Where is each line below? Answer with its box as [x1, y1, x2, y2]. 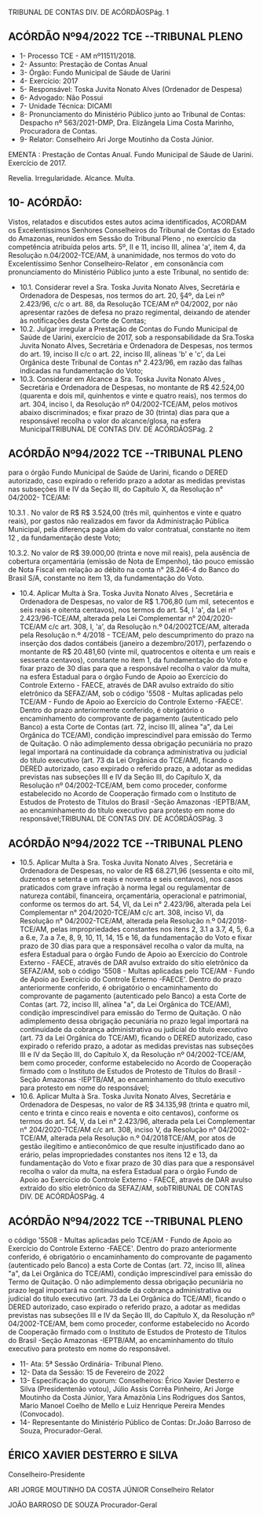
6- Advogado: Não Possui [19, 93, 104, 102]
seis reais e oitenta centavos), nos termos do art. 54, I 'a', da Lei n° [19, 605, 236, 615]
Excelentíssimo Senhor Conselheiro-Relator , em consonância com [8, 259, 224, 268]
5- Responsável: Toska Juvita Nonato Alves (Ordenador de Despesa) [19, 84, 243, 94]
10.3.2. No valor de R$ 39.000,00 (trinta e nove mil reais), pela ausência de [8, 549, 250, 558]
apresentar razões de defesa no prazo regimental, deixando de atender [19, 307, 251, 317]
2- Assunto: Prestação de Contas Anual [19, 59, 148, 68]
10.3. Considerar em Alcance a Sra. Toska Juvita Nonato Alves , [19, 374, 225, 384]
